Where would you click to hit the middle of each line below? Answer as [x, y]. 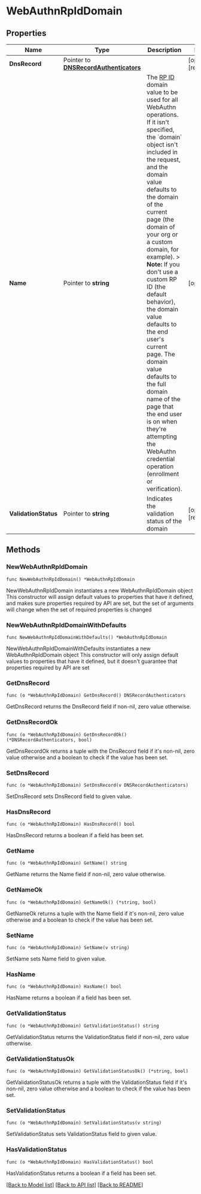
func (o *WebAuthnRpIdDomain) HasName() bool [64, 987]
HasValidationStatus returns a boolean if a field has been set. [81, 1173]
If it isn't [158, 122]
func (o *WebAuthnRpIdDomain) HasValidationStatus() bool [80, 1162]
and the [157, 167]
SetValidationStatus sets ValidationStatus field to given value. [82, 1134]
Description [165, 50]
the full [156, 384]
